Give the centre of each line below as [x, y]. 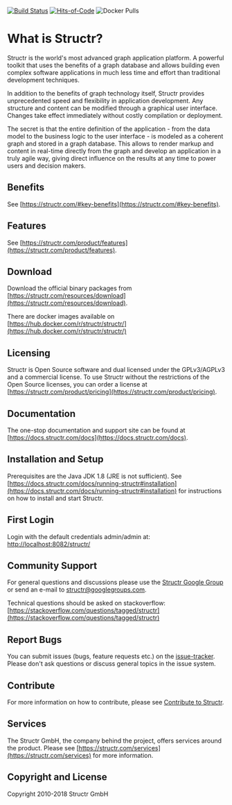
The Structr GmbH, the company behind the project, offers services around [115, 741]
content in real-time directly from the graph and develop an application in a [114, 151]
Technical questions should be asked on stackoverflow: [87, 603]
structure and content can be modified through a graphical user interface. [113, 108]
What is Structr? [55, 39]
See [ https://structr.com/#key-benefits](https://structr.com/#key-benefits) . [114, 204]
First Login [30, 520]
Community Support [52, 566]
